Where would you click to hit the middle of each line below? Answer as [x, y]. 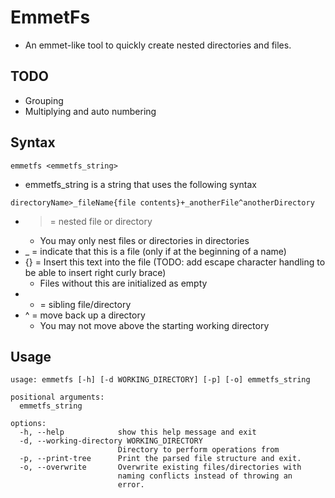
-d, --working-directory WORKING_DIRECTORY [111, 441]
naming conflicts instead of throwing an [205, 476]
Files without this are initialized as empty [123, 283]
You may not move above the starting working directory [154, 325]
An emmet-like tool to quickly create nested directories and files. [158, 45]
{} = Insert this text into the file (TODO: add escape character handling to [175, 262]
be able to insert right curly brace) [95, 272]
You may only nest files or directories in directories [144, 240]
